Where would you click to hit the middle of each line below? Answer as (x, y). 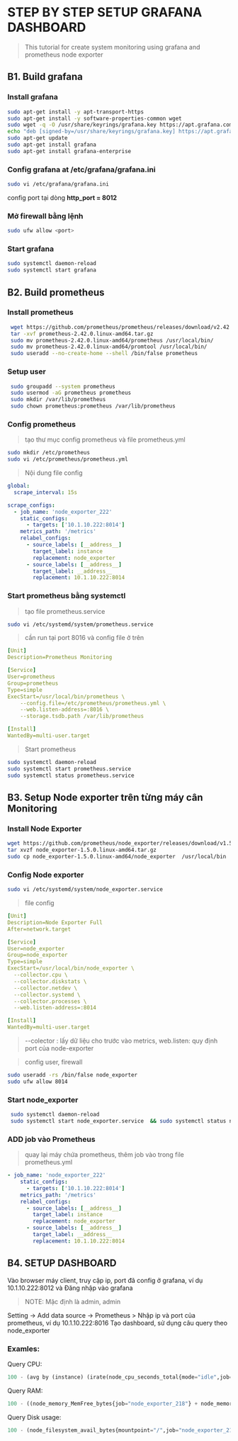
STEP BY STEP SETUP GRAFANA (105, 12)
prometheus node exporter (64, 55)
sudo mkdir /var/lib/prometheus (58, 400)
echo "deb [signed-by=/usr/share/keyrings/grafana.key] (91, 132)
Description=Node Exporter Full (55, 922)
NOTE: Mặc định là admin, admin (73, 1301)
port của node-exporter (59, 1048)
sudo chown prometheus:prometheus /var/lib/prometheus (93, 406)
